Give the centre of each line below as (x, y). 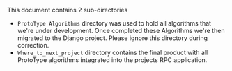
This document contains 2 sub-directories (68, 10)
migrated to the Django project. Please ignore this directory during (112, 38)
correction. (33, 45)
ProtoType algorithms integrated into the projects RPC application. (112, 60)
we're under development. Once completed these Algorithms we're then (121, 31)
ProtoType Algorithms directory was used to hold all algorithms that (114, 23)
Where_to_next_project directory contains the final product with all (113, 52)
